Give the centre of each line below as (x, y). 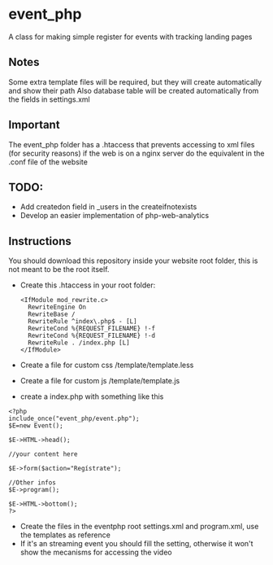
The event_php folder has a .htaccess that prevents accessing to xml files (132, 144)
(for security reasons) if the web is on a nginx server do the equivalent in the (136, 153)
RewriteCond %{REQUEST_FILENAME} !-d (92, 336)
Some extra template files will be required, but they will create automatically (135, 81)
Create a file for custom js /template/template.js (100, 381)
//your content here (43, 454)
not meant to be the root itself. (59, 269)
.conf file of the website (48, 162)
